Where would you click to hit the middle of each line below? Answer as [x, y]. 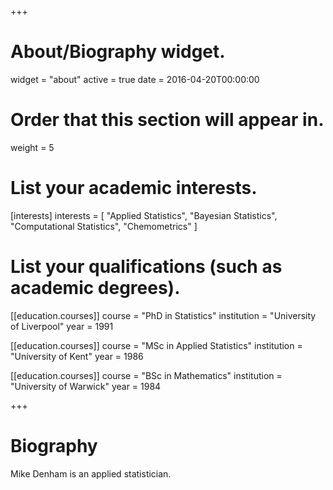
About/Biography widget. [118, 52]
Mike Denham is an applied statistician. [91, 473]
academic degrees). [95, 288]
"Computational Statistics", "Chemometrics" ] [104, 226]
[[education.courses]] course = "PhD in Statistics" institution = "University [163, 315]
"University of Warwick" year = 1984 [86, 386]
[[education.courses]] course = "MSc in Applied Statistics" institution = [156, 345]
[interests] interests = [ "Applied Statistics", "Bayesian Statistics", [144, 215]
